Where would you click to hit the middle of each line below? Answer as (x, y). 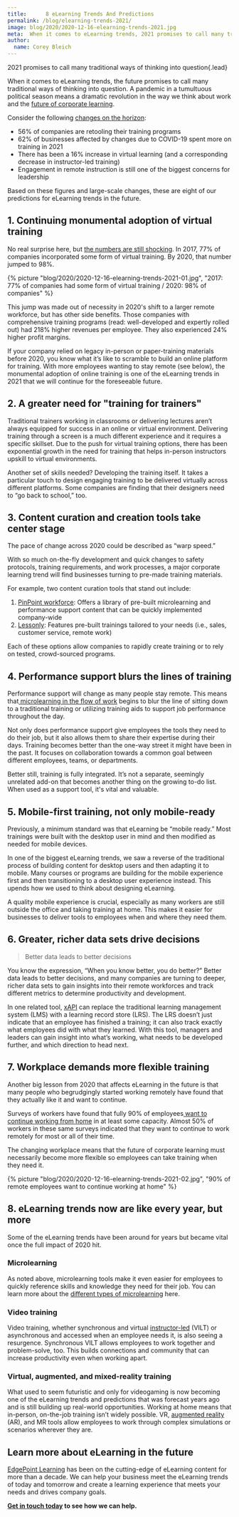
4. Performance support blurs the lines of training (119, 677)
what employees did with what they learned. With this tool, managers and (115, 1030)
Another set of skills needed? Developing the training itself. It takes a (108, 472)
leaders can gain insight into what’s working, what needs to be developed (115, 1037)
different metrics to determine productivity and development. (97, 993)
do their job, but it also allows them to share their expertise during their (111, 737)
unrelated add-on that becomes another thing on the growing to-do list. (112, 782)
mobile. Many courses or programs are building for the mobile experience (115, 873)
